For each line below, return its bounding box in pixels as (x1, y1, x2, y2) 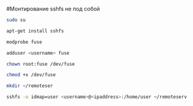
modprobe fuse (6, 39, 43, 45)
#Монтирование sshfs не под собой (6, 5, 100, 12)
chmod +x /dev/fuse (6, 72, 56, 78)
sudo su (6, 17, 26, 23)
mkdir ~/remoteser (6, 83, 53, 89)
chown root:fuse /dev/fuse (6, 61, 75, 67)
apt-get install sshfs (6, 27, 64, 34)
